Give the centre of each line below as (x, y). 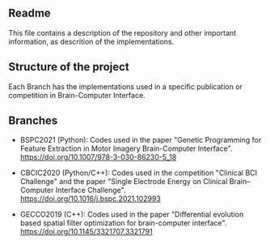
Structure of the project (69, 67)
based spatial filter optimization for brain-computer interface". (123, 223)
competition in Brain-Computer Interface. (77, 95)
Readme (30, 13)
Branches (33, 121)
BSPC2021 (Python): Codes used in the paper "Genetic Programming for (141, 140)
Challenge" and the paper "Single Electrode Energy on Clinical (124, 182)
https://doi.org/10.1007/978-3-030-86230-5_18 (98, 157)
